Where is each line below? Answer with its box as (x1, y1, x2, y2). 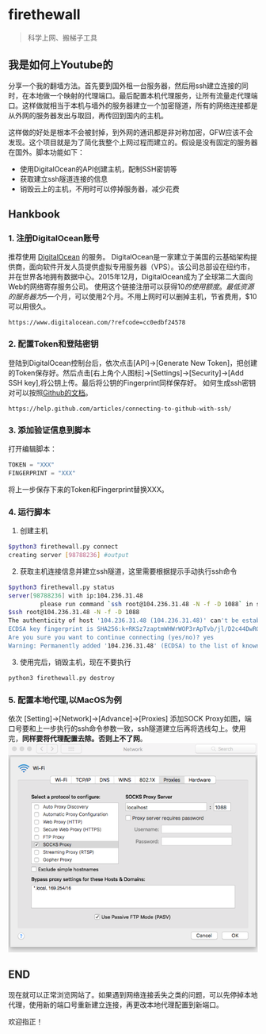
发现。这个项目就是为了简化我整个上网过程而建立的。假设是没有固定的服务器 (8, 137, 258, 147)
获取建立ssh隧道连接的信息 (19, 174, 108, 183)
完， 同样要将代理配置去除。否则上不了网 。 (8, 734, 147, 743)
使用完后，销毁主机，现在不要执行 (19, 657, 131, 667)
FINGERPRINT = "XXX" (8, 469, 77, 477)
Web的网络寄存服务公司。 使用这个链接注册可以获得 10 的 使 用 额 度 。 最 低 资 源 (8, 282, 255, 291)
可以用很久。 (8, 302, 50, 311)
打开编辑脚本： (8, 444, 57, 454)
